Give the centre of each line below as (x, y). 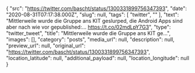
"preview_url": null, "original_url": (46, 46)
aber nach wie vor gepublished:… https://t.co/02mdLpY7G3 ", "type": (88, 27)
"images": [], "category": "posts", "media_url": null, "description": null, (90, 39)
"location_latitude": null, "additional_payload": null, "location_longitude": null (98, 58)
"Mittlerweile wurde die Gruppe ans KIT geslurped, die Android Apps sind (94, 21)
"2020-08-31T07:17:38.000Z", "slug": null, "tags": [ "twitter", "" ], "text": (93, 15)
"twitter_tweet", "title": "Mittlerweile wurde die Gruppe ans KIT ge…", (88, 33)
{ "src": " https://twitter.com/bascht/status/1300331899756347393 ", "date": (97, 8)
